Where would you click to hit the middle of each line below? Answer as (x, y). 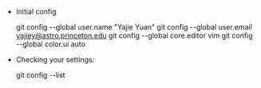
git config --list (40, 75)
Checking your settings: (55, 60)
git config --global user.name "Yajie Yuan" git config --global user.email (134, 27)
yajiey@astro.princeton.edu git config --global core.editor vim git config (134, 36)
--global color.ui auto (51, 44)
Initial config (36, 12)
